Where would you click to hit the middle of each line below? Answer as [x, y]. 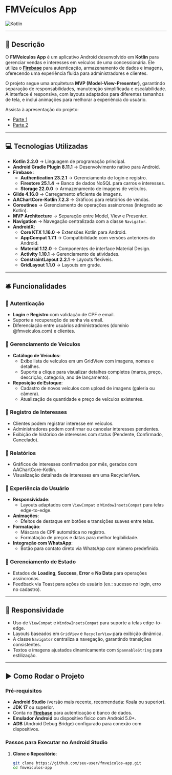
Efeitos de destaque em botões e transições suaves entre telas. [87, 521]
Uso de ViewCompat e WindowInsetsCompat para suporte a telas [77, 623]
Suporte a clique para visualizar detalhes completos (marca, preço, [91, 372]
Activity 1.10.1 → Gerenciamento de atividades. [70, 254]
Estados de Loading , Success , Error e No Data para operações [80, 573]
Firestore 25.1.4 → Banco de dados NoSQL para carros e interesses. [93, 183]
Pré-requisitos [24, 690]
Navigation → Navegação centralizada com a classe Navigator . [80, 221]
